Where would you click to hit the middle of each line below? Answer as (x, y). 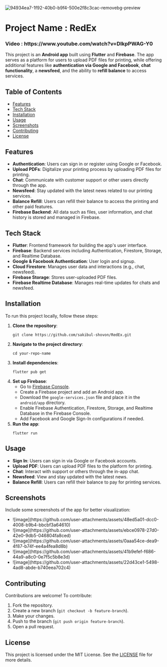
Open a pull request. (33, 627)
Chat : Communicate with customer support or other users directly (80, 180)
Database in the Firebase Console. (55, 413)
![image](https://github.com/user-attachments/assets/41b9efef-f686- (84, 552)
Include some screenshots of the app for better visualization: (68, 510)
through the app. (30, 185)
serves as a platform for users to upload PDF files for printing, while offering (83, 60)
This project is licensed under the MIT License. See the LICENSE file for (79, 654)
